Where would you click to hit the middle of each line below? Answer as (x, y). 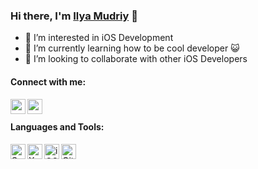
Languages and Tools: (57, 127)
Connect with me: (48, 81)
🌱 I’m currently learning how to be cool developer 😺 (132, 48)
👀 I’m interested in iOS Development (99, 38)
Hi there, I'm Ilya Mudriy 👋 (74, 16)
